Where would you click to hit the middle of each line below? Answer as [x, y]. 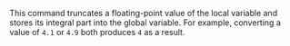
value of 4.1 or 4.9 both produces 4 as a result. [97, 32]
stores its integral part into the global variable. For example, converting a [145, 23]
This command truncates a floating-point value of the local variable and [144, 13]
